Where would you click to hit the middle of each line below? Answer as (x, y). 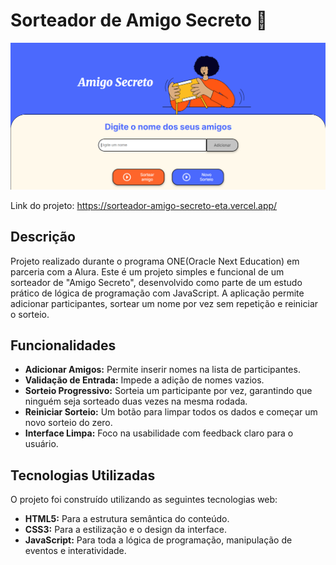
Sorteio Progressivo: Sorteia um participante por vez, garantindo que (168, 391)
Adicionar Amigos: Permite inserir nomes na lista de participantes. (162, 370)
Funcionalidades (63, 345)
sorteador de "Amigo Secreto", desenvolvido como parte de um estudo (156, 282)
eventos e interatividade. (75, 551)
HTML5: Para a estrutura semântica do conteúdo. (127, 519)
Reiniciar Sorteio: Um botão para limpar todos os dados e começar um (171, 412)
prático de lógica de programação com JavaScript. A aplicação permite (157, 293)
